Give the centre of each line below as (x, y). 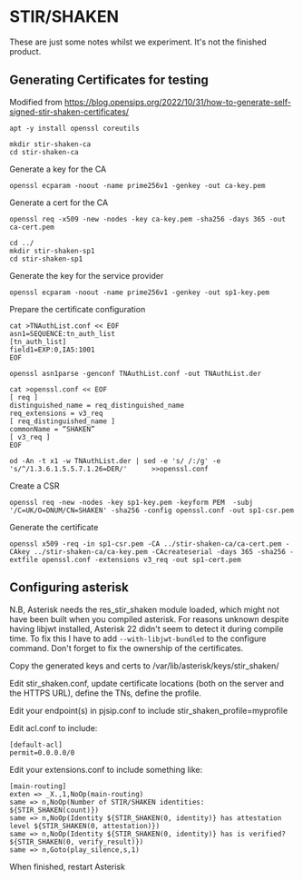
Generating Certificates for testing (109, 80)
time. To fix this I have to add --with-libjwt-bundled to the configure (138, 638)
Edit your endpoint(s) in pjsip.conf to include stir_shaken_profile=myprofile (149, 710)
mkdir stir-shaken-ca (50, 144)
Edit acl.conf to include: (54, 728)
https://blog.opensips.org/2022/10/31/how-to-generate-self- (178, 102)
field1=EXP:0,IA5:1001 (52, 350)
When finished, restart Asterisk (67, 866)
